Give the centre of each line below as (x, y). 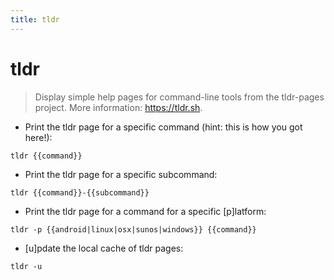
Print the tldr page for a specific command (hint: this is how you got (163, 127)
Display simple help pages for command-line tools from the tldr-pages (179, 97)
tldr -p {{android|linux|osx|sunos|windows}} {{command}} (133, 229)
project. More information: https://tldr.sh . (118, 107)
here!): (38, 137)
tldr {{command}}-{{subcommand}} (80, 192)
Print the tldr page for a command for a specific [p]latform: (145, 211)
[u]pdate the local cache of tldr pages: (104, 248)
